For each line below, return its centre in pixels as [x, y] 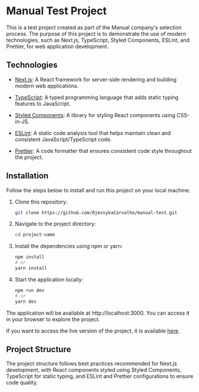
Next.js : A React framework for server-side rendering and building [96, 79]
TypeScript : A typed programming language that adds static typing [97, 97]
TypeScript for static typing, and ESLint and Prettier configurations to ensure [100, 377]
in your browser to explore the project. [53, 319]
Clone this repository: [41, 202]
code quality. [22, 382]
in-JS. [22, 121]
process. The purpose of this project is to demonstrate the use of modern [96, 33]
